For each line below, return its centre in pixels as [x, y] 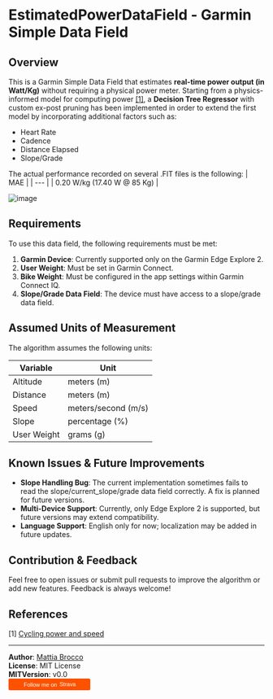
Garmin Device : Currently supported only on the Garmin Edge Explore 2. [142, 259]
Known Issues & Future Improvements [107, 463]
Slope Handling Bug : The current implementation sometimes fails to [134, 483]
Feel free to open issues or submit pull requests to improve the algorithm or [134, 580]
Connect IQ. [40, 285]
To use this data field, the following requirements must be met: [113, 243]
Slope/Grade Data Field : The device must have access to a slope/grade [141, 294]
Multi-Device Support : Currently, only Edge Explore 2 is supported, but [140, 509]
